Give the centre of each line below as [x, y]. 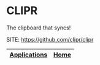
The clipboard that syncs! [39, 28]
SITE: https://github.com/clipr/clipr [50, 39]
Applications [29, 55]
